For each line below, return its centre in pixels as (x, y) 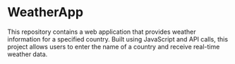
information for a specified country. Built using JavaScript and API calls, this (117, 39)
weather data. (28, 54)
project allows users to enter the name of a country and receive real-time (114, 46)
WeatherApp (45, 12)
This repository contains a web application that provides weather (102, 32)
